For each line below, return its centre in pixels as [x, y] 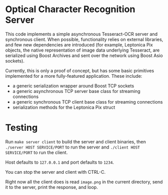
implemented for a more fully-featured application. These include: [74, 76]
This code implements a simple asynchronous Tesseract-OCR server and [81, 34]
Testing [22, 128]
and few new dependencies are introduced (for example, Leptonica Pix [79, 44]
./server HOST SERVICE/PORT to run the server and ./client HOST [73, 147]
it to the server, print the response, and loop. [52, 187]
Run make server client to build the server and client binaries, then [76, 141]
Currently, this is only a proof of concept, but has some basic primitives [80, 70]
